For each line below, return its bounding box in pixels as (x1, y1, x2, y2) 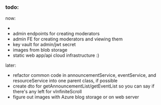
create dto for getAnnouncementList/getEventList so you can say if (12, 83, 155, 89)
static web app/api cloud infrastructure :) (12, 52, 99, 58)
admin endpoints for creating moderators (12, 31, 100, 37)
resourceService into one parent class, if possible (12, 78, 118, 84)
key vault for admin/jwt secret (12, 41, 76, 48)
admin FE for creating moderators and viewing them (12, 36, 123, 42)
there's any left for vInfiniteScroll (12, 89, 82, 95)
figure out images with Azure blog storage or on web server (12, 94, 139, 100)
